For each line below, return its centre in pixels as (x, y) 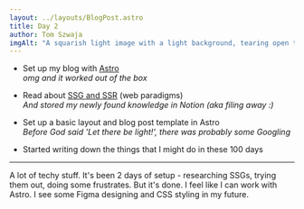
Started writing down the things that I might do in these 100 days (143, 150)
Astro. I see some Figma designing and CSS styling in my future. (129, 195)
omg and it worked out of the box (85, 78)
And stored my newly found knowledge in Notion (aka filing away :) (148, 105)
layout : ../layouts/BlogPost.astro (76, 18)
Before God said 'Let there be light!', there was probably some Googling (157, 132)
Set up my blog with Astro (71, 68)
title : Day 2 (34, 26)
